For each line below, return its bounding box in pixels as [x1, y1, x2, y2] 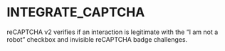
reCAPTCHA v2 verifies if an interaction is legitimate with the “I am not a [6, 28, 219, 36]
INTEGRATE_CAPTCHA [6, 4, 145, 21]
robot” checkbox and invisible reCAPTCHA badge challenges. [6, 35, 188, 43]
